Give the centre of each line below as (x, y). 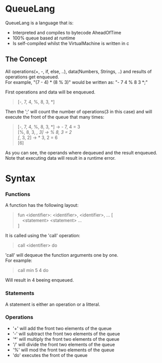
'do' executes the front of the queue (50, 355)
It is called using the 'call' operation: (43, 236)
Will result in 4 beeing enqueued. (40, 280)
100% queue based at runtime (44, 38)
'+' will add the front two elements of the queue (62, 328)
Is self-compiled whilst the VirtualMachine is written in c (71, 43)
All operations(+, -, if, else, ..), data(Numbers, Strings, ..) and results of (79, 71)
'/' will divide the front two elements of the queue (64, 344)
